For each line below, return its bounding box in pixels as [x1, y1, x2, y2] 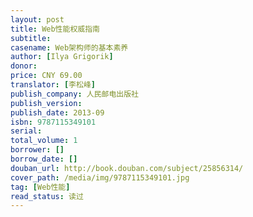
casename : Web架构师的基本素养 [10, 42, 129, 53]
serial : [10, 126, 43, 136]
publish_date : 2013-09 [10, 107, 105, 118]
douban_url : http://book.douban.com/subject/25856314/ [10, 163, 244, 173]
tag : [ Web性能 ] [10, 182, 71, 192]
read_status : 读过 [10, 191, 84, 201]
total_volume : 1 [10, 136, 78, 146]
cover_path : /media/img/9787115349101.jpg [10, 172, 190, 183]
